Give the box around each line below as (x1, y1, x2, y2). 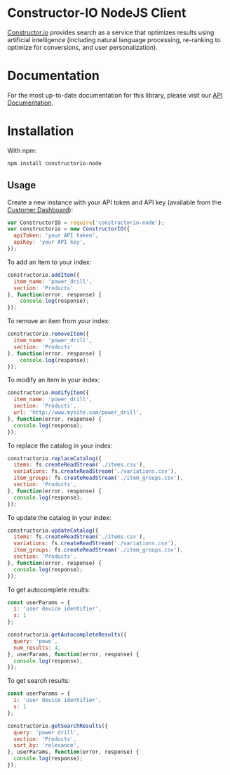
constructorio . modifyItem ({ (7, 389, 90, 396)
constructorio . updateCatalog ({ (7, 527, 99, 534)
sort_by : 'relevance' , (13, 742, 80, 749)
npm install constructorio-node (7, 159, 102, 167)
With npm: (7, 146, 37, 155)
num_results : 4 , (13, 644, 61, 651)
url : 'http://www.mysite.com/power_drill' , (13, 409, 142, 416)
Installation (7, 123, 74, 139)
